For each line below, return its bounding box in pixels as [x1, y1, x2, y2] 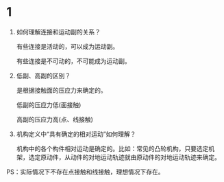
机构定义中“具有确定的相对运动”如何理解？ [16, 130, 136, 138]
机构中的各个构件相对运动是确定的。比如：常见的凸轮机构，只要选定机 [16, 144, 215, 152]
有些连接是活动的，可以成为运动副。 [16, 42, 119, 50]
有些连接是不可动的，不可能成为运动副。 [16, 56, 131, 65]
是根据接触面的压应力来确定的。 [16, 86, 107, 94]
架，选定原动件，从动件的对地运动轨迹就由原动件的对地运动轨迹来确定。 [16, 152, 221, 161]
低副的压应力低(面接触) [16, 100, 82, 109]
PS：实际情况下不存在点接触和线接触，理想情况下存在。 [6, 168, 164, 176]
